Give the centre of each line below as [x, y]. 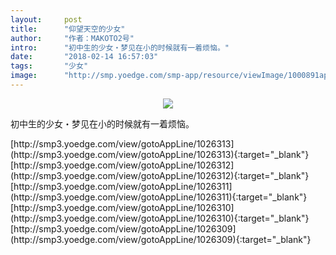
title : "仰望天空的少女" [68, 29]
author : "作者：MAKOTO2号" [72, 38]
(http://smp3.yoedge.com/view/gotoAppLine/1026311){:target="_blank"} [159, 197]
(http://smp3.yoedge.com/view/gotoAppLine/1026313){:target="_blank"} [160, 154]
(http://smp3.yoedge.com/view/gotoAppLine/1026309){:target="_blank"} [161, 239]
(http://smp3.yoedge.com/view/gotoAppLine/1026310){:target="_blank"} [160, 218]
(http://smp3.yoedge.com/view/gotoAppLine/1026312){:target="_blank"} [160, 175]
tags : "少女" [49, 66]
